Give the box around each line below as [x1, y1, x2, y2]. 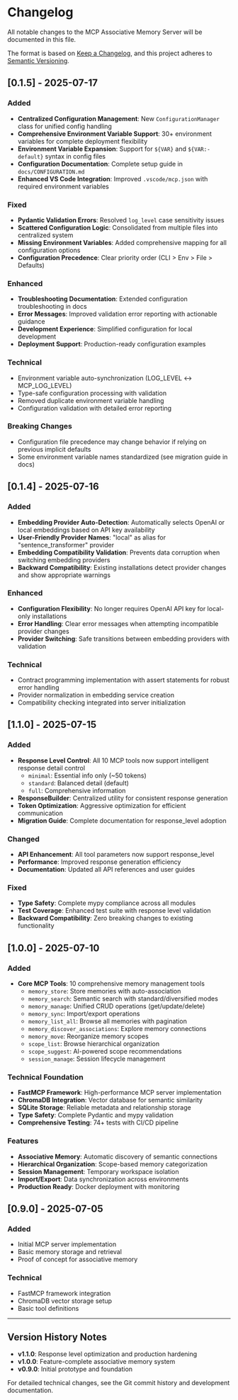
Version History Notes [7, 1331, 108, 1343]
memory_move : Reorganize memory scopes [28, 1032, 149, 1041]
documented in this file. [7, 35, 76, 43]
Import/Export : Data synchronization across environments [17, 1175, 189, 1183]
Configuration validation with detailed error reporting [17, 404, 172, 412]
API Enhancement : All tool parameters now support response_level [17, 850, 215, 859]
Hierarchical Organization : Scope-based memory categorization [17, 1159, 208, 1168]
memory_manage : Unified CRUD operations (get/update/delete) [28, 1002, 205, 1011]
